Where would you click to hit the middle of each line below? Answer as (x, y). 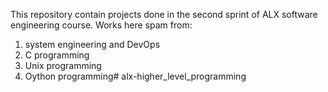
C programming (57, 55)
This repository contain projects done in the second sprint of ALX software (164, 14)
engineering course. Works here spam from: (101, 25)
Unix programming (63, 65)
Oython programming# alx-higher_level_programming (135, 76)
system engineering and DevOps (92, 44)
